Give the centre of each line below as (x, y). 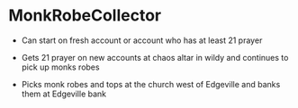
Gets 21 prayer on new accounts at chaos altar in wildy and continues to (155, 57)
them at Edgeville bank (64, 94)
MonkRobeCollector (85, 16)
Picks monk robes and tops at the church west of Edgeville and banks (151, 84)
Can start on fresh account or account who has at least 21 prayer (142, 40)
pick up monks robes (60, 67)
